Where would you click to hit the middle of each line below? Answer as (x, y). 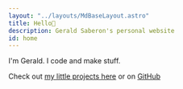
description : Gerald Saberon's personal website (91, 30)
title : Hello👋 (32, 23)
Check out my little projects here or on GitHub (85, 76)
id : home (23, 38)
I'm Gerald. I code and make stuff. (64, 61)
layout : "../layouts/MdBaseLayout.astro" (79, 16)
